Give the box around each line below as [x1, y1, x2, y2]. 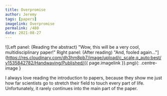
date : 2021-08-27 [5, 30, 41, 35]
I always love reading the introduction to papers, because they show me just [5, 75, 162, 81]
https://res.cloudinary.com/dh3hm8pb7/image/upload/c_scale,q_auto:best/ [6, 55, 161, 60]
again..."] [140, 49, 159, 55]
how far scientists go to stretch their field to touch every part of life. [5, 80, 144, 86]
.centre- [140, 60, 157, 66]
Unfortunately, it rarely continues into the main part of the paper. [5, 86, 138, 91]
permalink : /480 [5, 26, 39, 31]
